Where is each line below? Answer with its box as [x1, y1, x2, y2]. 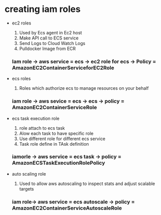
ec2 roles [11, 20, 31, 26]
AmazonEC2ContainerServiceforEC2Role [11, 64, 115, 71]
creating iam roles [4, 3, 80, 15]
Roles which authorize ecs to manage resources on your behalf [19, 85, 149, 91]
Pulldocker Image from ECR [19, 45, 76, 51]
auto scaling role [11, 171, 46, 177]
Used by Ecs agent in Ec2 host [19, 29, 82, 35]
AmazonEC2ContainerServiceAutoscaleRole [11, 205, 122, 212]
